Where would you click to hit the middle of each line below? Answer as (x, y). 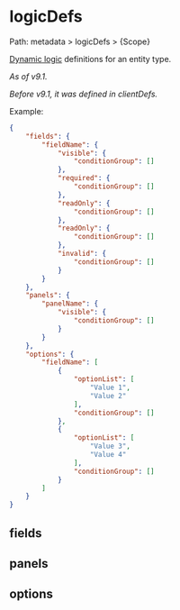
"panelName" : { (70, 304)
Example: (27, 111)
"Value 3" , (110, 446)
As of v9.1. (28, 76)
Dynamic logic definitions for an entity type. (90, 59)
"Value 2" (108, 396)
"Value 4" (108, 455)
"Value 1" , (110, 388)
